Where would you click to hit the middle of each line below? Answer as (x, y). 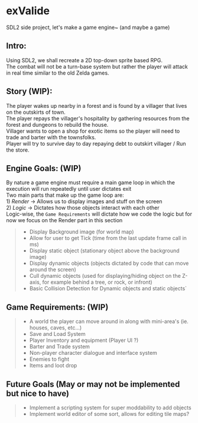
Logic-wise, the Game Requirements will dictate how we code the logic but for (99, 214)
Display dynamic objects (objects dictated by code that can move (109, 263)
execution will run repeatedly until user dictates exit (69, 189)
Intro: (16, 46)
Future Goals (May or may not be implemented (93, 384)
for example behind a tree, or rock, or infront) (97, 282)
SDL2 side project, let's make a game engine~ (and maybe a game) (88, 27)
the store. (18, 150)
